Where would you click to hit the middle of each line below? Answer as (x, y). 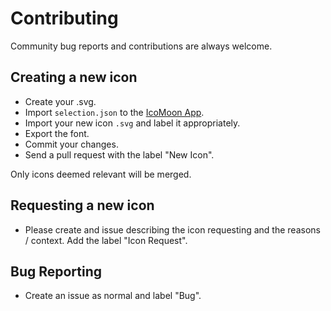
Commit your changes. (71, 144)
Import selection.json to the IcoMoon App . (114, 112)
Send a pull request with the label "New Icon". (119, 154)
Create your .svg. (60, 101)
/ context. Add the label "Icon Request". (106, 240)
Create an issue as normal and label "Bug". (113, 296)
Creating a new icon (74, 77)
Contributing (64, 18)
